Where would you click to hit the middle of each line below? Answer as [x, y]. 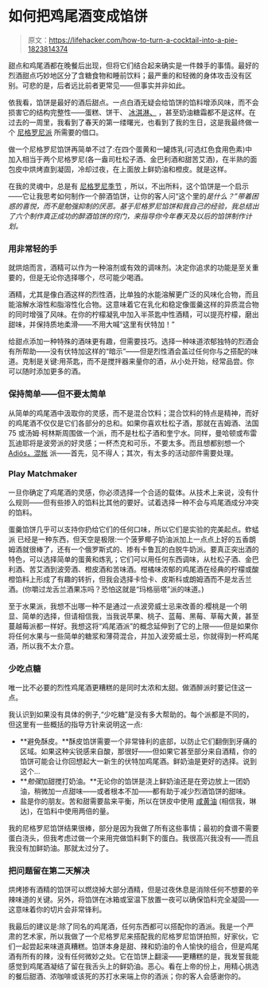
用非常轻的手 [33, 248]
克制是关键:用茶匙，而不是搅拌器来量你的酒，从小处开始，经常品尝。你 [138, 362]
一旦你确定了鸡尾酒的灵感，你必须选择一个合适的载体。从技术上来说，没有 [130, 492]
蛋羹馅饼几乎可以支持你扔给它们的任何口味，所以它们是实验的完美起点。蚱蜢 [134, 529]
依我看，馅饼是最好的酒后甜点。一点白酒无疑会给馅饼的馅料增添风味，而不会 [134, 102]
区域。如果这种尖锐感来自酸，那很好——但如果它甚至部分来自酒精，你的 [138, 752]
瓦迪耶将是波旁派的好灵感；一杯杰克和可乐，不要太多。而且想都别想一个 [126, 443]
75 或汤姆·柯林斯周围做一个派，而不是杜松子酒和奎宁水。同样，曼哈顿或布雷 [133, 433]
